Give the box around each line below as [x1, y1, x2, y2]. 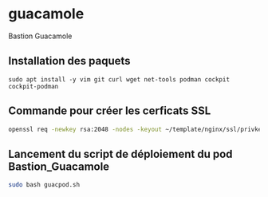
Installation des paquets [8, 54, 131, 68]
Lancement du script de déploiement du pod [8, 147, 233, 160]
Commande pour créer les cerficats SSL [8, 104, 211, 118]
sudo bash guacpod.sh [8, 181, 81, 189]
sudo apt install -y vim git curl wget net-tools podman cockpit [8, 75, 230, 84]
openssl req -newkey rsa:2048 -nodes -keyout [8, 125, 162, 133]
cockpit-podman [8, 82, 59, 90]
